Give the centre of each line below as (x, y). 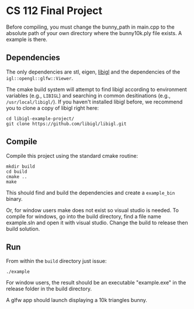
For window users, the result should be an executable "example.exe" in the (96, 283)
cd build (17, 171)
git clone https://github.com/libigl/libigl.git (66, 124)
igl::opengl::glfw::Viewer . (40, 78)
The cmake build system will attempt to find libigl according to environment (96, 89)
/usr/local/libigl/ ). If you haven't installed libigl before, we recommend (94, 102)
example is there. (27, 39)
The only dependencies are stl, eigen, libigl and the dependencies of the (93, 72)
